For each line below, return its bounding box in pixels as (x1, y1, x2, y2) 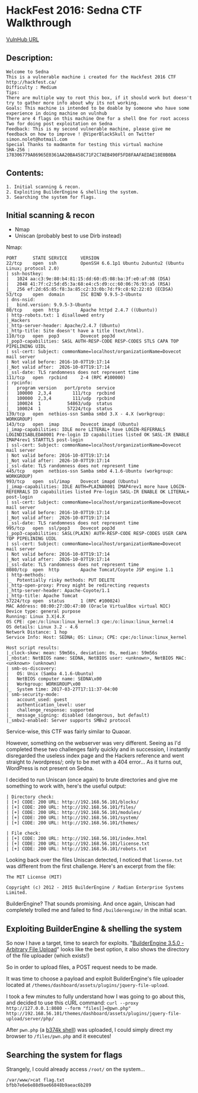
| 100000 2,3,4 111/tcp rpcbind (6, 390, 116, 397)
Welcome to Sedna (6, 69, 49, 75)
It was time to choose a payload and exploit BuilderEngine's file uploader (6, 975, 184, 983)
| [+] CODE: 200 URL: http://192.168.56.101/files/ (6, 804, 136, 810)
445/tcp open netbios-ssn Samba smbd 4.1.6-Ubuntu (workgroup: (6, 468, 174, 474)
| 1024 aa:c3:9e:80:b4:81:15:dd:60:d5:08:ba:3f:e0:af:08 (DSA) (6, 276, 171, 282)
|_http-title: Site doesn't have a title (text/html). (6, 328, 145, 334)
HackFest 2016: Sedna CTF (6, 4, 142, 17)
